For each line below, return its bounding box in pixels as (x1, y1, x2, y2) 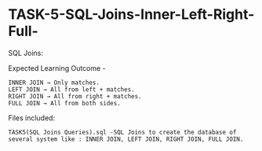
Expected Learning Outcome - (8, 63, 106, 72)
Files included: (8, 112, 56, 123)
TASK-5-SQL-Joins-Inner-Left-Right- (8, 6, 255, 24)
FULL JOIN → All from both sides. (8, 99, 122, 107)
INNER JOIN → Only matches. (8, 79, 100, 87)
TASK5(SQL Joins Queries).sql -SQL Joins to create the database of (8, 128, 237, 136)
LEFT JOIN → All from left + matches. (8, 85, 135, 94)
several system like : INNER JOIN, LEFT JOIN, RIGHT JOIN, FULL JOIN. (8, 135, 244, 143)
